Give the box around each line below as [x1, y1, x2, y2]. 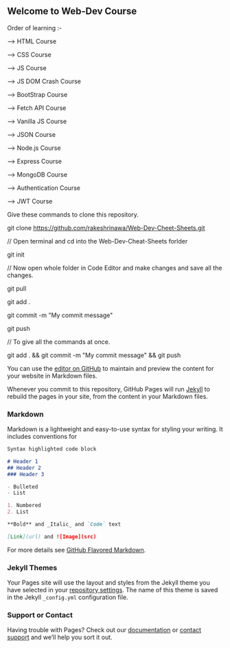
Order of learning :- [7, 23, 62, 32]
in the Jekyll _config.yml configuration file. [7, 593, 128, 601]
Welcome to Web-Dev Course [7, 6, 137, 17]
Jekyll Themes [7, 563, 58, 572]
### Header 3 [7, 471, 45, 477]
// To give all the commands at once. [7, 337, 111, 346]
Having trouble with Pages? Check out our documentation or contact [7, 626, 201, 634]
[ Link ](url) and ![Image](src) [7, 533, 97, 540]
